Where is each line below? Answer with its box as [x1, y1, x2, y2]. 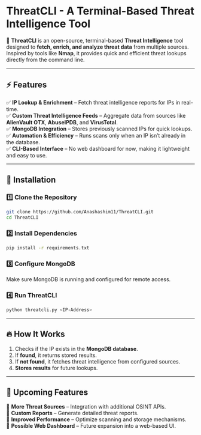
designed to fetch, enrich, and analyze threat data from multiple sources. [6, 43, 189, 50]
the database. [6, 138, 41, 145]
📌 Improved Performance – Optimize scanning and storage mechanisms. [6, 416, 187, 423]
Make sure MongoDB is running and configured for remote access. [6, 275, 171, 283]
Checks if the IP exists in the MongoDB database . [14, 345, 139, 352]
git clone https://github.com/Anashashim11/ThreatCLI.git [6, 209, 154, 215]
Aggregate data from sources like [103, 112, 186, 119]
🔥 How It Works [6, 329, 65, 339]
